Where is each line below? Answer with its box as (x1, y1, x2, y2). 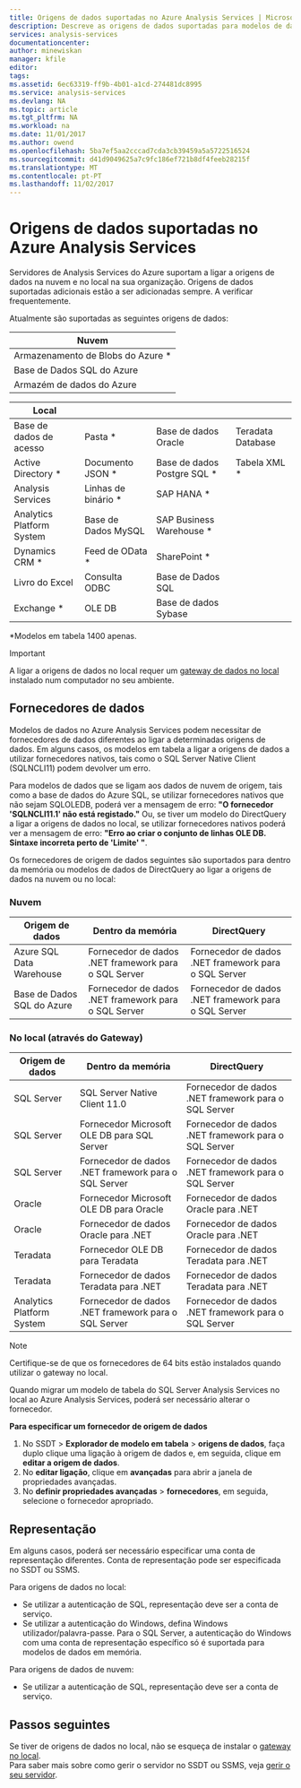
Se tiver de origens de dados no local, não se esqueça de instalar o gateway (9, 1740, 291, 1752)
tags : (9, 72, 30, 81)
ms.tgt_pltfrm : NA (9, 113, 78, 122)
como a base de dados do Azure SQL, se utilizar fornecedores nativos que (9, 790, 285, 800)
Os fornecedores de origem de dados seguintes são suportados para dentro (9, 854, 291, 865)
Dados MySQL (84, 525, 145, 538)
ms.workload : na (9, 122, 70, 131)
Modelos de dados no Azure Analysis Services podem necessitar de (9, 724, 262, 735)
